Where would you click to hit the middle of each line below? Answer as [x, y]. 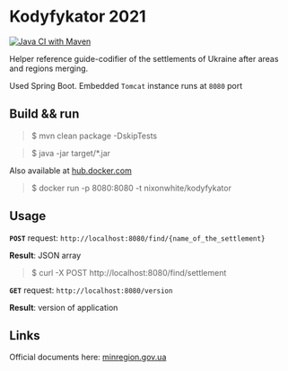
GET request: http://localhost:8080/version [91, 290]
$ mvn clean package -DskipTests [94, 136]
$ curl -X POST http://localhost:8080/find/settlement [129, 272]
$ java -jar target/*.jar [70, 153]
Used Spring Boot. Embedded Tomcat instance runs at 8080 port [126, 85]
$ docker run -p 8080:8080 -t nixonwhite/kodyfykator [131, 188]
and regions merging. [49, 68]
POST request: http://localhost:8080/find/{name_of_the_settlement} [137, 238]
